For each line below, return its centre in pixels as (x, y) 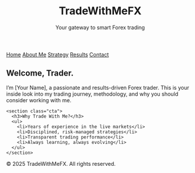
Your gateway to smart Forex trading (100, 27)
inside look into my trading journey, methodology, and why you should (92, 94)
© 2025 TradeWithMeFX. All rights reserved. (61, 163)
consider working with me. (39, 100)
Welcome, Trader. (40, 73)
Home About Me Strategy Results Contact (58, 54)
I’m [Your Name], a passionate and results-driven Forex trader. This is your (98, 87)
